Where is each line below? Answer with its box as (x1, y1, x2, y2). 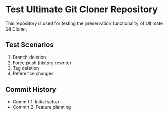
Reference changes (12, 70, 54, 76)
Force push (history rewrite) (12, 60, 71, 66)
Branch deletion (12, 54, 46, 60)
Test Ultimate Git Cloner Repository (5, 4, 158, 15)
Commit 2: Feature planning (12, 104, 71, 110)
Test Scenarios (5, 41, 54, 49)
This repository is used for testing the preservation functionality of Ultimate (5, 20, 163, 26)
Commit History (5, 85, 57, 94)
